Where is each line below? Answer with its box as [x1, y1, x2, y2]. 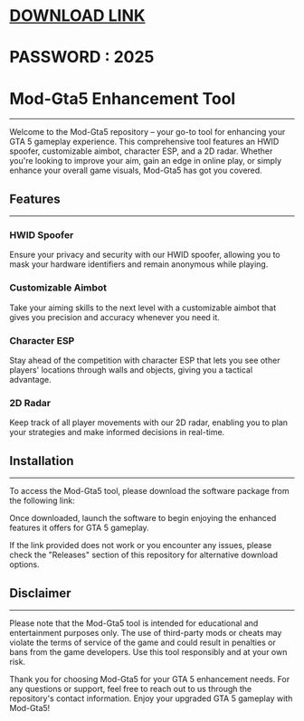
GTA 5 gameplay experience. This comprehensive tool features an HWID [9, 137, 280, 147]
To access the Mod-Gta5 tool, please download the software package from [9, 486, 290, 497]
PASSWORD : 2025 [9, 47, 155, 68]
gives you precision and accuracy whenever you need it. [9, 311, 220, 322]
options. [9, 559, 41, 570]
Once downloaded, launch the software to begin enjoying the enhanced [9, 513, 277, 524]
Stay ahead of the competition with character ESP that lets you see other [9, 355, 280, 366]
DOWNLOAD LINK [9, 5, 146, 26]
